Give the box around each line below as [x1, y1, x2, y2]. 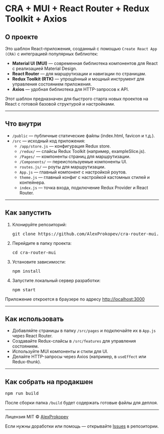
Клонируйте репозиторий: [12, 221, 67, 227]
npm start [12, 287, 36, 292]
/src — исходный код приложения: [12, 138, 85, 144]
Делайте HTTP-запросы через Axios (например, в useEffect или [12, 354, 146, 360]
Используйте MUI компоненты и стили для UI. [12, 348, 108, 354]
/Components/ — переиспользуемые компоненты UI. [19, 158, 127, 164]
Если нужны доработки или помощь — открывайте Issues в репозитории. [5, 423, 159, 429]
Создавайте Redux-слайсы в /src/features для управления [12, 338, 136, 344]
